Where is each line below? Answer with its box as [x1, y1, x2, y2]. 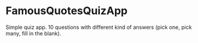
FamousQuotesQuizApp [5, 4, 128, 18]
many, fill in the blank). [5, 29, 62, 37]
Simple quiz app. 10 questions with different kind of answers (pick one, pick [5, 24, 192, 31]
